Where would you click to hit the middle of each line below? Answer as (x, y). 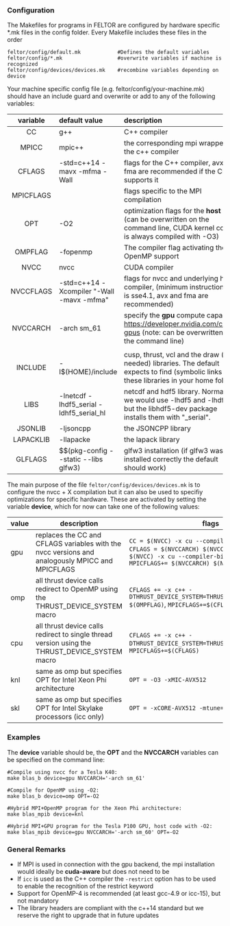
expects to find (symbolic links (173, 372)
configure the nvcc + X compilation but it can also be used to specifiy (105, 492)
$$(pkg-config (84, 451)
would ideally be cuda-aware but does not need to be (93, 871)
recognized (23, 64)
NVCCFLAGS (31, 291)
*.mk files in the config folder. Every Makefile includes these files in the (107, 32)
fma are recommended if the (170, 171)
